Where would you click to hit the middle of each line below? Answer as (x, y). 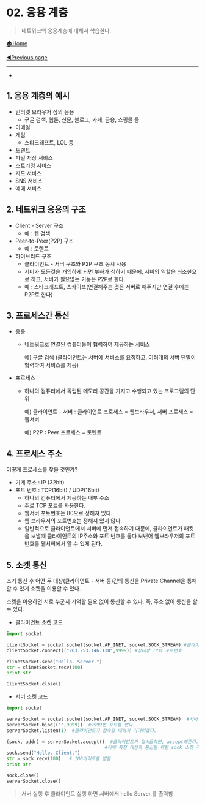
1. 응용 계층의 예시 (38, 96)
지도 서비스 (28, 173)
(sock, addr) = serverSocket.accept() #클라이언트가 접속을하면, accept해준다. (103, 742)
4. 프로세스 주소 (34, 454)
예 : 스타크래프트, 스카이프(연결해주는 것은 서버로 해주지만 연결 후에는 (106, 287)
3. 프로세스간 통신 (38, 315)
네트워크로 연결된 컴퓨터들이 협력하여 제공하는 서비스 (87, 344)
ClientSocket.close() (34, 684)
